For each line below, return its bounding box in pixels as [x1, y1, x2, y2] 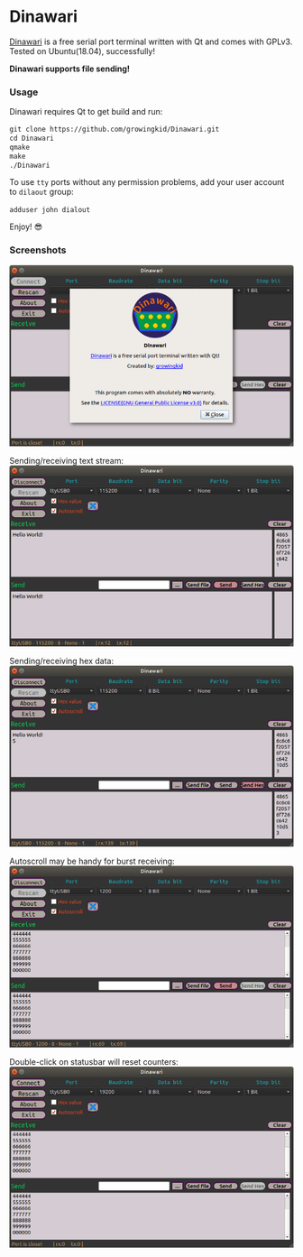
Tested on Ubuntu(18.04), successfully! [9, 45, 156, 56]
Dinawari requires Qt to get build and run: [9, 106, 163, 117]
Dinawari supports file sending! [9, 63, 131, 74]
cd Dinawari [9, 134, 54, 143]
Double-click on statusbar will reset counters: [9, 1056, 179, 1067]
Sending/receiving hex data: [9, 656, 115, 667]
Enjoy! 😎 [9, 221, 43, 232]
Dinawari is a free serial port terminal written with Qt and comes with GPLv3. [9, 36, 293, 47]
